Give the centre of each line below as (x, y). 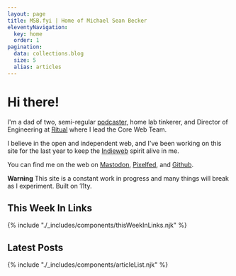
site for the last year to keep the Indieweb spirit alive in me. (93, 151)
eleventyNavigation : (38, 27)
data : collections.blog (49, 54)
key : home (28, 34)
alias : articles (38, 67)
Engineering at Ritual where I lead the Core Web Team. (87, 129)
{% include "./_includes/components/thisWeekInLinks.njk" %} (97, 225)
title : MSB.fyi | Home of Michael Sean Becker (77, 21)
